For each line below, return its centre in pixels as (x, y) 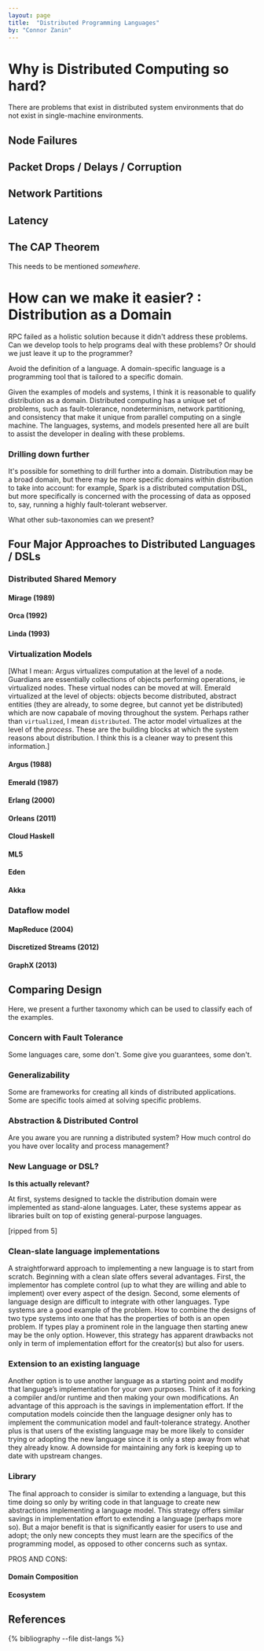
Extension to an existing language (74, 1363)
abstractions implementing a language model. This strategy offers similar (126, 1510)
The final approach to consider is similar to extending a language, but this (127, 1493)
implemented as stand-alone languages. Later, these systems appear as (125, 1207)
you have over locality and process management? (89, 1146)
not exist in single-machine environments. (76, 116)
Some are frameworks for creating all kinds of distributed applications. (122, 1092)
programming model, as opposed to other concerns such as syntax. (118, 1543)
